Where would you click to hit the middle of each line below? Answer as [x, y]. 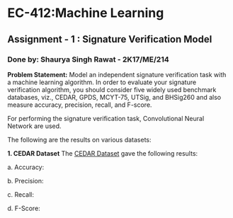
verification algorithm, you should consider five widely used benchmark [112, 89]
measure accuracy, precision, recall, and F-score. [80, 105]
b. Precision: [25, 180]
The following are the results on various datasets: [79, 139]
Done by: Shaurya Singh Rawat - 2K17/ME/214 [88, 59]
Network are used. [34, 126]
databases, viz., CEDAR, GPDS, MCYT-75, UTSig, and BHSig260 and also [114, 97]
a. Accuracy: [26, 167]
